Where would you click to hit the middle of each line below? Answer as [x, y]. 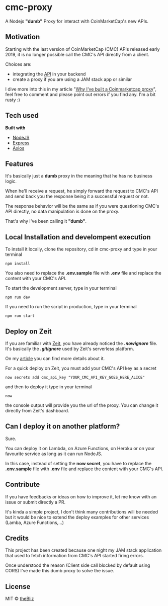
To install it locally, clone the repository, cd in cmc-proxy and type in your [81, 249]
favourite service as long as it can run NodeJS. [54, 454]
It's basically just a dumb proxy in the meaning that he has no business [79, 176]
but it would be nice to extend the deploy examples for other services [77, 517]
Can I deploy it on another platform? [63, 426]
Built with [15, 128]
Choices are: [18, 64]
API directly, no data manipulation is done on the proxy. [62, 211]
